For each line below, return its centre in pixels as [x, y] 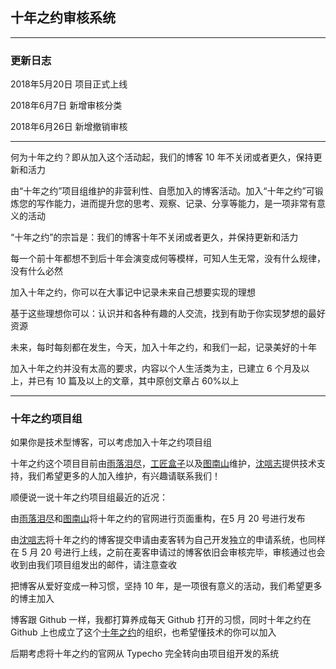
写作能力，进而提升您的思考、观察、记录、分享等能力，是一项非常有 [176, 204]
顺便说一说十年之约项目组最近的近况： [89, 497]
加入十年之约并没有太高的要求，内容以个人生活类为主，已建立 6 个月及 [156, 369]
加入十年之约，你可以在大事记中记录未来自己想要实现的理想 [133, 292]
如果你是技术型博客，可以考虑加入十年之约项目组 [111, 442]
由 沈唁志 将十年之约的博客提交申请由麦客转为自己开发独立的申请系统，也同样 [168, 540]
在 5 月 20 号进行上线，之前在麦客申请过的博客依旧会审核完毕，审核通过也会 [168, 552]
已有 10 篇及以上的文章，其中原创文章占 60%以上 [138, 381]
